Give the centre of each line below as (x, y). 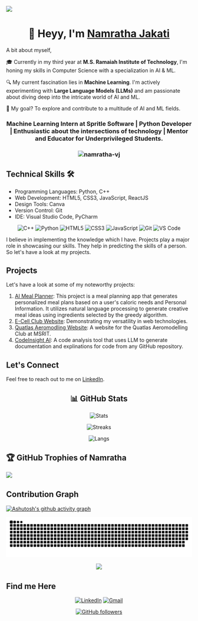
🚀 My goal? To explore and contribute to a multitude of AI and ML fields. (93, 108)
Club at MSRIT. (33, 334)
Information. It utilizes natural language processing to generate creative (101, 309)
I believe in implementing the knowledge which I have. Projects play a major (98, 239)
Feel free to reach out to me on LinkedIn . (55, 379)
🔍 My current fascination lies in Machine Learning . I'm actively (83, 82)
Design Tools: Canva (39, 204)
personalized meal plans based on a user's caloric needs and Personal (100, 303)
